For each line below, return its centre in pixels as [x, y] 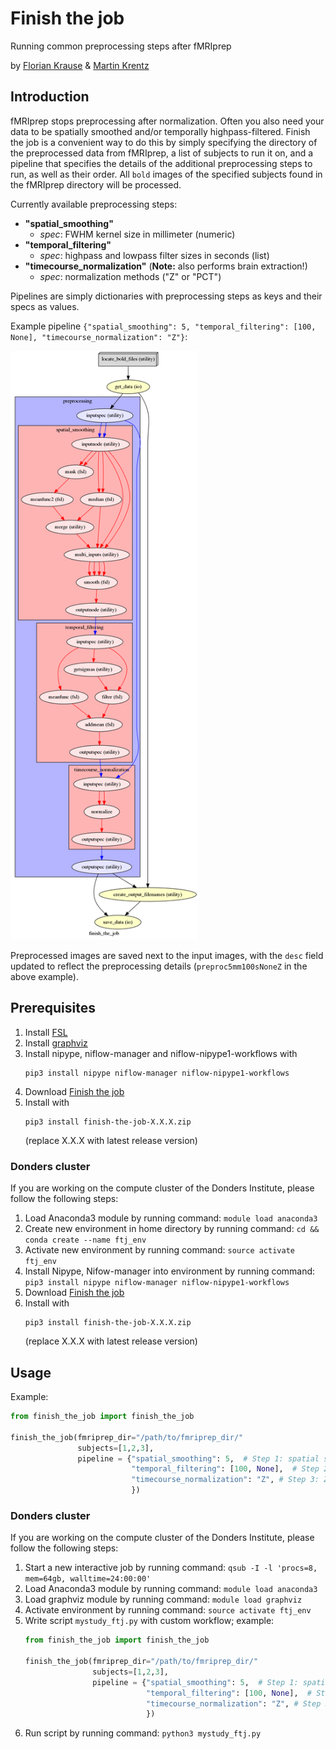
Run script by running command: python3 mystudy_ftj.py [143, 1733]
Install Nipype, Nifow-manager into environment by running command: [170, 1271]
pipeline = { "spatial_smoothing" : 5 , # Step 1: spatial [198, 1458]
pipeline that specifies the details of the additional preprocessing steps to [161, 163]
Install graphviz [56, 1043]
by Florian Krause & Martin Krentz [80, 65]
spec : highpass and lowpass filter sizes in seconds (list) [154, 255]
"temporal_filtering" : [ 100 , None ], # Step [225, 1469]
